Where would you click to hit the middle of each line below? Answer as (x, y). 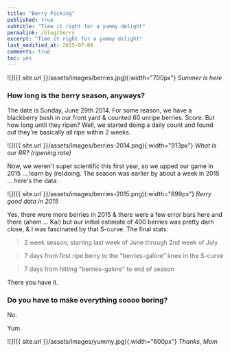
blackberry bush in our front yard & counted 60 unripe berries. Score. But (111, 118)
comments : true (29, 52)
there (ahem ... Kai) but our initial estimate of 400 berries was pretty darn (111, 222)
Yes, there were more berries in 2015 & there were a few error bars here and (115, 215)
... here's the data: (33, 181)
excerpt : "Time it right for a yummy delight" (75, 39)
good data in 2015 (33, 201)
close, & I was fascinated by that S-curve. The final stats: (88, 229)
